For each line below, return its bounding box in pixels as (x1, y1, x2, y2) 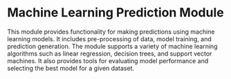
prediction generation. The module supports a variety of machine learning (7, 42, 218, 50)
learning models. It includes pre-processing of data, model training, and (7, 34, 212, 43)
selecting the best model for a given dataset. (7, 64, 135, 72)
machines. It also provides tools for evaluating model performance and (7, 56, 209, 65)
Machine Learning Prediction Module (7, 5, 224, 21)
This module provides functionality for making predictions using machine (7, 27, 215, 36)
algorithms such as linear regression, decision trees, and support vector (7, 49, 212, 58)
